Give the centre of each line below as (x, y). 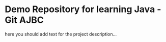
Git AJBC (24, 20)
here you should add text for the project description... (61, 34)
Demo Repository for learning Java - (83, 9)
